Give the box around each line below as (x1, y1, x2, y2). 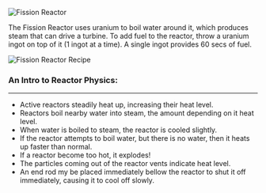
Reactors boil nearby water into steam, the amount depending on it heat (19, 108, 255, 118)
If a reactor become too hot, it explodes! (19, 150, 151, 160)
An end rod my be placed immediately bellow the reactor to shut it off (19, 167, 246, 177)
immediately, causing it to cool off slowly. (19, 176, 154, 185)
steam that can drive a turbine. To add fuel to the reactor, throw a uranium (8, 32, 249, 40)
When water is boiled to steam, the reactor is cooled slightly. (19, 125, 218, 134)
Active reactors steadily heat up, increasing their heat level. (19, 100, 214, 110)
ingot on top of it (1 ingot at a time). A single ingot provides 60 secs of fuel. (8, 40, 252, 49)
